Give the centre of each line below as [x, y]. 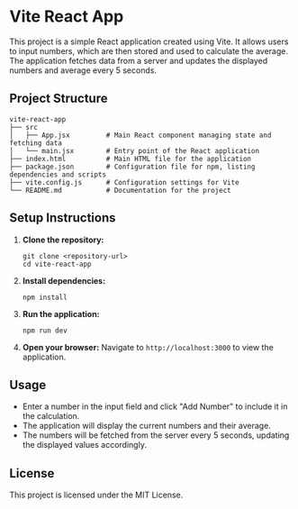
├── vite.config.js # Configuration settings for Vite [125, 182]
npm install [45, 297]
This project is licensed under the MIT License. [96, 495]
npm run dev [45, 331]
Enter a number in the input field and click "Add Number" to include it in [155, 406]
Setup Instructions [63, 218]
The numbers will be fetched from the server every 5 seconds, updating [156, 435]
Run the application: [61, 314]
